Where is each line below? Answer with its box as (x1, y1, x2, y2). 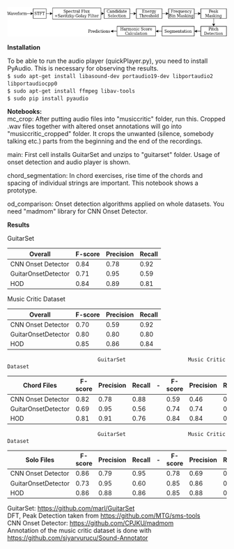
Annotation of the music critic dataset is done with (7, 527, 152, 535)
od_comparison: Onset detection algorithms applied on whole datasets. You (7, 200, 224, 209)
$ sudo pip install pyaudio (7, 95, 89, 103)
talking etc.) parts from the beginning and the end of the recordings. (7, 137, 203, 146)
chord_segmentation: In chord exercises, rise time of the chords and (7, 172, 203, 180)
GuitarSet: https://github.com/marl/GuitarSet (7, 504, 135, 513)
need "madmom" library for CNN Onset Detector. (7, 207, 148, 216)
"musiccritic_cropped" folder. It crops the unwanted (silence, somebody (7, 130, 214, 138)
